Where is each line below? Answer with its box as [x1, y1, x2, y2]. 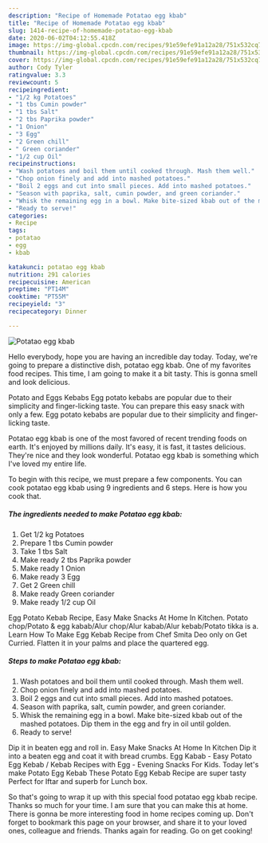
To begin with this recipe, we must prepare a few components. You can [8, 474, 242, 484]
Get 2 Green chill [19, 580, 76, 590]
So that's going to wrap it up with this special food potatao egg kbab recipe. [8, 792, 258, 802]
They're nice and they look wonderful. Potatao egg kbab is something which [8, 450, 259, 460]
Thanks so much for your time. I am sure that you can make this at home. [8, 800, 249, 810]
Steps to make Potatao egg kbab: [8, 657, 121, 666]
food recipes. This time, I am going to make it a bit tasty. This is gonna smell [8, 368, 258, 378]
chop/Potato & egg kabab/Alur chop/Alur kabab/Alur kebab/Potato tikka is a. [8, 621, 259, 630]
